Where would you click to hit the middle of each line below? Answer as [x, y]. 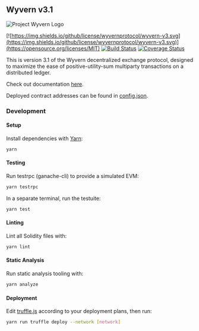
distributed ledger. [29, 72]
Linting [15, 223]
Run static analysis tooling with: [45, 274]
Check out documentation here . [45, 84]
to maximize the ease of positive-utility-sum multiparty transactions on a [95, 66]
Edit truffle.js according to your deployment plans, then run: [79, 311]
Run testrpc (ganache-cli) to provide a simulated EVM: [72, 176]
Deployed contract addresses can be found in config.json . [77, 95]
